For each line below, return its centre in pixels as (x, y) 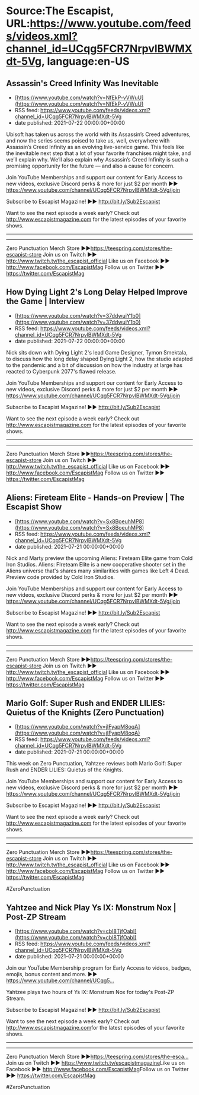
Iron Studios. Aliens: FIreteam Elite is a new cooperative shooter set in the (96, 564)
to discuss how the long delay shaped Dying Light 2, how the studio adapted (99, 359)
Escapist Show (34, 507)
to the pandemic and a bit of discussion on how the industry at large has (94, 365)
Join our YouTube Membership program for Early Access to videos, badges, (99, 968)
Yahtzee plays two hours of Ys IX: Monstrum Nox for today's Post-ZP (90, 992)
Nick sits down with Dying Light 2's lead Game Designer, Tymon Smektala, (97, 352)
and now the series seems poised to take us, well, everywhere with (88, 140)
